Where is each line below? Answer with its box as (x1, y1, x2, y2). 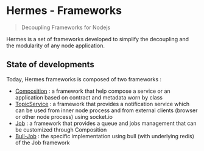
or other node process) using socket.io (15, 113, 113, 120)
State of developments (6, 59, 94, 70)
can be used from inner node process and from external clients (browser (15, 107, 198, 114)
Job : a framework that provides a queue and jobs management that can (15, 119, 197, 127)
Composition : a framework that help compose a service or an (15, 87, 171, 95)
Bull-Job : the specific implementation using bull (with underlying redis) (15, 132, 195, 139)
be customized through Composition (15, 126, 107, 133)
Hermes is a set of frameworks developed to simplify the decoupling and (6, 35, 189, 42)
